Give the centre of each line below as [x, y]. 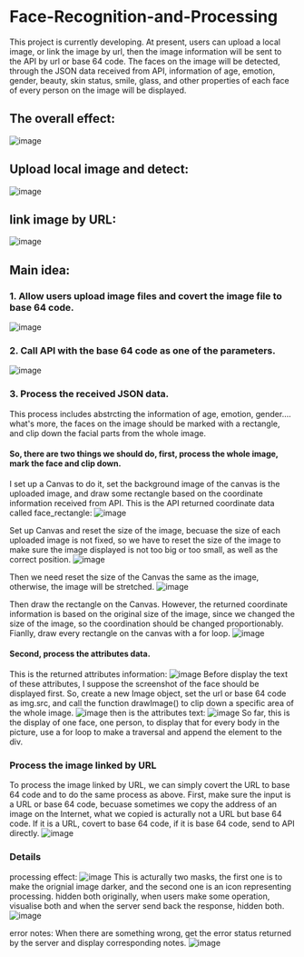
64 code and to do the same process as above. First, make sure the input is [151, 795]
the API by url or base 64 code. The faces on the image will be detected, [145, 61]
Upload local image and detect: [99, 169]
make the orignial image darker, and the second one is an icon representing [151, 886]
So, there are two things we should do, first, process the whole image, [144, 454]
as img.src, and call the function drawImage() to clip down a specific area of [152, 703]
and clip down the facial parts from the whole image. [108, 433]
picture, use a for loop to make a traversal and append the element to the [146, 733]
